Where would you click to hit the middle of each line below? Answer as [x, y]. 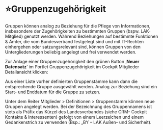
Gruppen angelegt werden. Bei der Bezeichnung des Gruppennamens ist [79, 106]
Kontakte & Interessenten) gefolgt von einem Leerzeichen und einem [74, 117]
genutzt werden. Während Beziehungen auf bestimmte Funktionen [91, 36]
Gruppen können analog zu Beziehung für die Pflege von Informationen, [78, 26]
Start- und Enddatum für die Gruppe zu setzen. [53, 92]
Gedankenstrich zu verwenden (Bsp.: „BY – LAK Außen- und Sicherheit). [78, 122]
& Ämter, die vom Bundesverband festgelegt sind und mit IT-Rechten [74, 41]
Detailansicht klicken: [27, 72]
